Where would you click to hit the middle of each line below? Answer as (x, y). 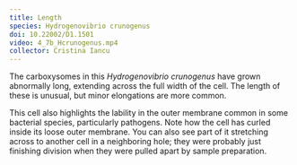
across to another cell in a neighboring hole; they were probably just (135, 142)
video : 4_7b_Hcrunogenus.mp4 (64, 43)
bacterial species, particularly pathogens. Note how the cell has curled (140, 123)
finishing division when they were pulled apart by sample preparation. (138, 151)
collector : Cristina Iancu (60, 51)
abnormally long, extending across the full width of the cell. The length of (145, 86)
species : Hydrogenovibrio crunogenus (80, 26)
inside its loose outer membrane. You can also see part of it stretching (139, 132)
